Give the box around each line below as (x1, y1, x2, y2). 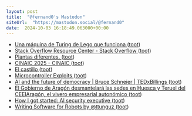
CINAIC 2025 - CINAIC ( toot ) (14, 60, 85, 67)
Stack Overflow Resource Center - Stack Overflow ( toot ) (14, 47, 151, 54)
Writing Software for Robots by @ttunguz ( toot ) (14, 103, 129, 110)
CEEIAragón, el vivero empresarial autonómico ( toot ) (14, 91, 142, 98)
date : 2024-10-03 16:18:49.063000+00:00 (6, 25, 109, 31)
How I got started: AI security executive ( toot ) (14, 97, 125, 104)
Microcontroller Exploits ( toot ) (14, 72, 87, 79)
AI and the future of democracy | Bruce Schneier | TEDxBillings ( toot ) (14, 79, 182, 86)
